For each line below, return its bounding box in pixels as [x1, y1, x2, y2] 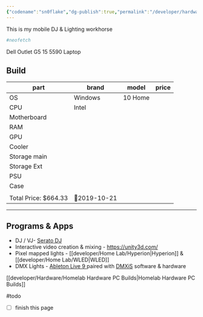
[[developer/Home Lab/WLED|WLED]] [14, 256, 110, 263]
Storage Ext [9, 162, 43, 171]
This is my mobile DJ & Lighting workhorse [6, 25, 113, 33]
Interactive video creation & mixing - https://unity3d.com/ [14, 243, 158, 251]
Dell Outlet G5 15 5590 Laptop [6, 48, 82, 55]
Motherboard [9, 113, 47, 121]
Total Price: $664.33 [9, 194, 68, 202]
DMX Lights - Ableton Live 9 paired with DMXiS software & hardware [14, 263, 186, 270]
